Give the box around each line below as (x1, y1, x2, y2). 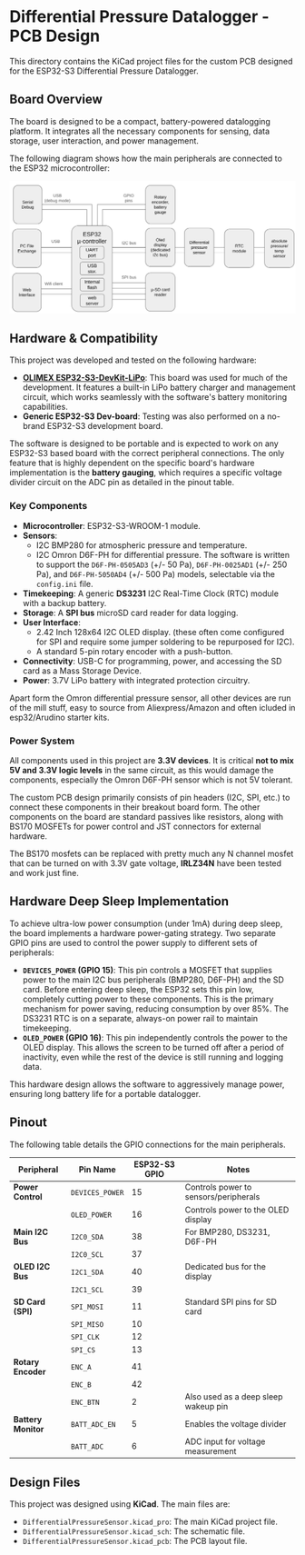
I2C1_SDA (71, 1268, 104, 1277)
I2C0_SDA (71, 1233, 104, 1242)
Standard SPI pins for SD (184, 1296, 277, 1307)
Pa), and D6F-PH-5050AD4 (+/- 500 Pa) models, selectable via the (35, 568, 275, 579)
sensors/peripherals (184, 1191, 261, 1202)
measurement (184, 1445, 237, 1456)
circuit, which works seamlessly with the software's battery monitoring (22, 392, 288, 403)
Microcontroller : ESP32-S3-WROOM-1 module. (22, 520, 202, 531)
